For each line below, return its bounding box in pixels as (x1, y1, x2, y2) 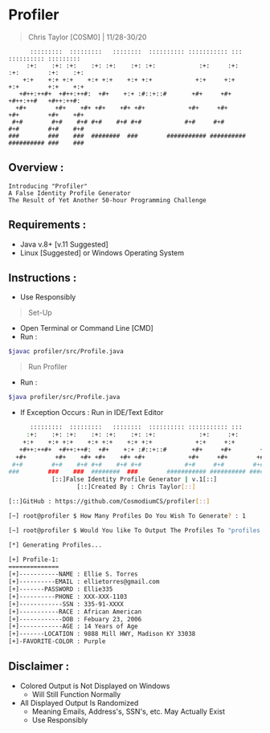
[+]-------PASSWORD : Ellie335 (8, 585, 113, 593)
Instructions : (8, 271, 77, 284)
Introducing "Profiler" (8, 182, 88, 190)
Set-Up (27, 307, 52, 318)
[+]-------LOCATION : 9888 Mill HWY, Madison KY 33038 (8, 630, 196, 638)
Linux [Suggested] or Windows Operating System (19, 247, 185, 258)
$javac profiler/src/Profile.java (8, 348, 125, 356)
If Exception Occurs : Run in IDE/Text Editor (19, 408, 164, 417)
